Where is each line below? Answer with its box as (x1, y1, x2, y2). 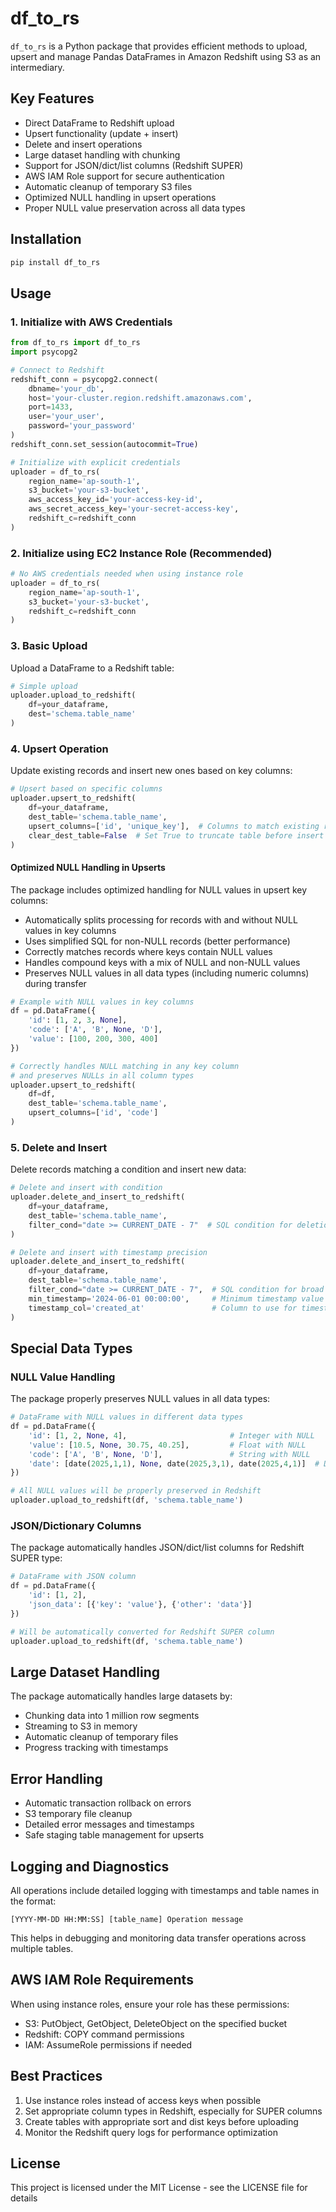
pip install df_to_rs (10, 257, 101, 267)
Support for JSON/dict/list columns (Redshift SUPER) (24, 159, 244, 171)
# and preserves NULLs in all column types (10, 1070, 195, 1081)
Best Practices (10, 2068, 103, 2085)
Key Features (10, 90, 95, 107)
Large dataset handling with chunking (24, 148, 181, 161)
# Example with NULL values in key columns (10, 997, 195, 1007)
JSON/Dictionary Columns (10, 1519, 142, 1532)
